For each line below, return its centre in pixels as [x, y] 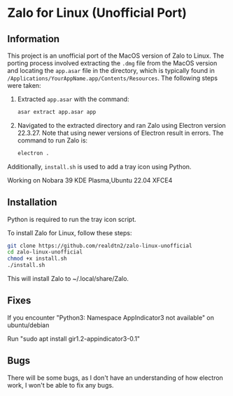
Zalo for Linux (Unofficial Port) [97, 13]
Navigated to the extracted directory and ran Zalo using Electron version [121, 125]
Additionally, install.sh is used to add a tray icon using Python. [99, 166]
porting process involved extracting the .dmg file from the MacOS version [112, 63]
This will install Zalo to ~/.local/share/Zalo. [68, 279]
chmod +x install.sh [37, 259]
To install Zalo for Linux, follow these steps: [70, 232]
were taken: [24, 85]
